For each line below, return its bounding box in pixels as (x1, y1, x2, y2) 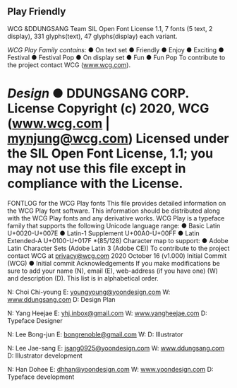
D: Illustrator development (7, 351, 83, 360)
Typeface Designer (7, 316, 63, 324)
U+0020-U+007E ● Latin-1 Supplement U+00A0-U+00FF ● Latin (7, 229, 200, 237)
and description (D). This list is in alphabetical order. (7, 274, 159, 282)
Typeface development (7, 372, 75, 381)
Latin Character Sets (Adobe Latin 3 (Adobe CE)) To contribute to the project (7, 244, 230, 252)
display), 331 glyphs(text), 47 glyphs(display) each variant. (7, 32, 178, 40)
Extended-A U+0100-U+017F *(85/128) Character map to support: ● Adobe (7, 236, 229, 245)
